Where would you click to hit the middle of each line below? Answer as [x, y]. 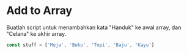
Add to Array [39, 11]
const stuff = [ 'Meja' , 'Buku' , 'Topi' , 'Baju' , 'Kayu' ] [80, 45]
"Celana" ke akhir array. [36, 33]
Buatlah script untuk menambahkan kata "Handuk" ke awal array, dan [94, 27]
